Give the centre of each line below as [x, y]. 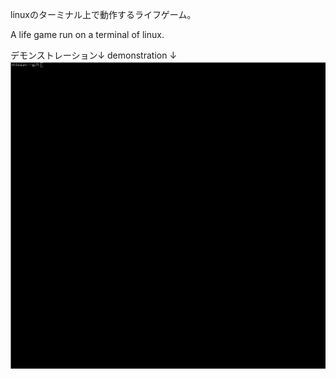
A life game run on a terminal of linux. [87, 34]
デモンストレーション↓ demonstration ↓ [94, 55]
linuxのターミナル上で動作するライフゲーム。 [103, 14]
